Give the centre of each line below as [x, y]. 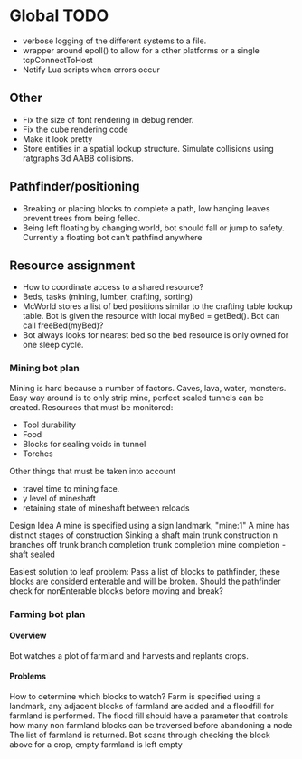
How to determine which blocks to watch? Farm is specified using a [135, 696]
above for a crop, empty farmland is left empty [96, 745]
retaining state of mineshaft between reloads [106, 508]
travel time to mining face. [71, 488]
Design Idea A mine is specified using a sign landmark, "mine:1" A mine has [150, 525]
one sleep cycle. [53, 345]
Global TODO [59, 16]
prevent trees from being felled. [81, 218]
